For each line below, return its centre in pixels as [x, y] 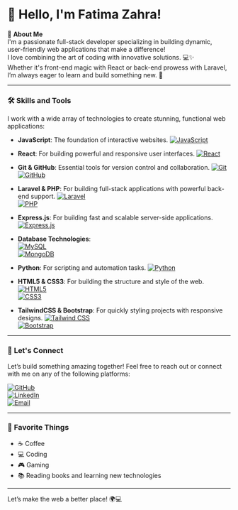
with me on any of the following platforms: [69, 374]
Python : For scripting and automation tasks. [82, 268]
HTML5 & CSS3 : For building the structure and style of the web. [110, 282]
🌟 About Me [25, 34]
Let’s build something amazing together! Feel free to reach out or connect [115, 366]
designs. [30, 318]
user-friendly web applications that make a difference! [86, 49]
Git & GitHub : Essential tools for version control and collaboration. [114, 168]
